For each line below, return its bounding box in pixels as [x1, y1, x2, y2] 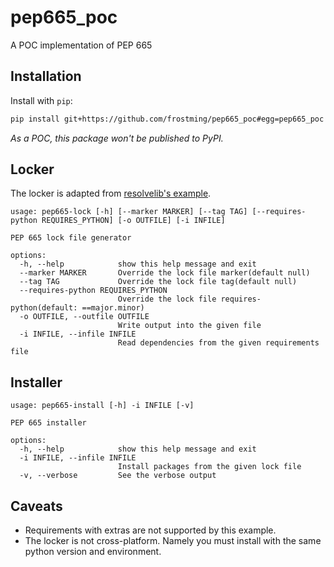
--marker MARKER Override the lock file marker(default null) [19, 268, 311, 278]
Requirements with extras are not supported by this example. [24, 524, 277, 536]
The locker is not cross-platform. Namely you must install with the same [24, 535, 322, 547]
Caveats [10, 497, 63, 515]
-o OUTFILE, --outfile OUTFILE [19, 312, 150, 322]
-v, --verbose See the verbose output [19, 471, 217, 481]
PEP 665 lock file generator [10, 233, 132, 243]
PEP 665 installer [10, 418, 87, 428]
